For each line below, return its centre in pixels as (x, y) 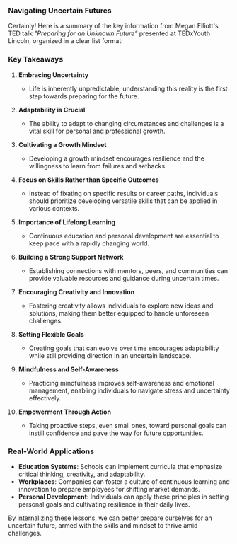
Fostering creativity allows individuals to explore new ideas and (121, 306)
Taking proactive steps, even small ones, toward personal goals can (128, 425)
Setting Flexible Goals (51, 334)
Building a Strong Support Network (71, 257)
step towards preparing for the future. (84, 96)
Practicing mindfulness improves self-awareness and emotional (121, 383)
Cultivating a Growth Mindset (62, 144)
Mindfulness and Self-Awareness (68, 369)
